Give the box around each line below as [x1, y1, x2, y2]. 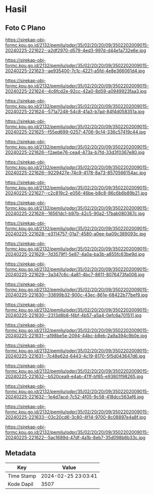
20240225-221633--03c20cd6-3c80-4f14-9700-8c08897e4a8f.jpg [5, 414, 146, 420]
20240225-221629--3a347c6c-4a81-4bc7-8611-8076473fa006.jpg [5, 272, 144, 277]
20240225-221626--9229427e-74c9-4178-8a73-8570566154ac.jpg [5, 170, 146, 176]
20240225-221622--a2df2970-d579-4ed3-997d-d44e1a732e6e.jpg [5, 48, 146, 53]
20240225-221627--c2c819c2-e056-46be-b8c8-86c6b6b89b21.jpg [5, 190, 147, 196]
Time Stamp [8, 472, 37, 479]
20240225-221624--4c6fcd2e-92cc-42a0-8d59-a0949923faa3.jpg [5, 88, 147, 94]
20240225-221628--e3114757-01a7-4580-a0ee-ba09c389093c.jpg [5, 231, 146, 237]
